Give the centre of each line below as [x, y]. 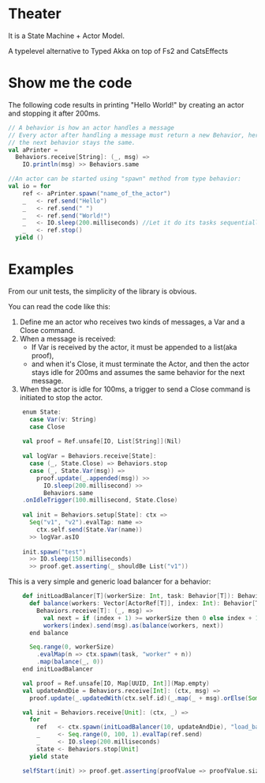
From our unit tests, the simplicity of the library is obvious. [103, 291]
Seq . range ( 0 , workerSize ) [71, 647]
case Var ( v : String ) [63, 419]
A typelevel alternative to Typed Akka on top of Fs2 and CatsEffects [118, 51]
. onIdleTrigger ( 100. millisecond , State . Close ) [100, 500]
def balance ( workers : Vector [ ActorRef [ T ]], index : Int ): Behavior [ [142, 603]
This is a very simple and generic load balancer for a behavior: [110, 581]
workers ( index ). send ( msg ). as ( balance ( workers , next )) [133, 626]
